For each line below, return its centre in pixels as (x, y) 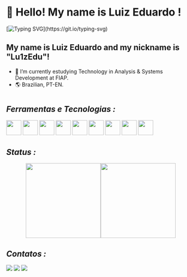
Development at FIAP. (42, 78)
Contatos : (26, 254)
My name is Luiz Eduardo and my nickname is (93, 48)
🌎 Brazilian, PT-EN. (39, 84)
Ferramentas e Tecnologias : (61, 109)
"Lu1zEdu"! (28, 57)
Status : (21, 152)
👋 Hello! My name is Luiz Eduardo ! (94, 12)
